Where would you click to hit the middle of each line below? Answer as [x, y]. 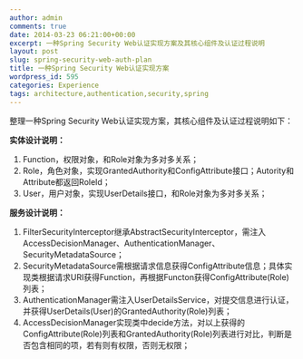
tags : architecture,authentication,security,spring [109, 93]
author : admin [36, 18]
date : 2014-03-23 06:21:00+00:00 [73, 34]
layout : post [34, 52]
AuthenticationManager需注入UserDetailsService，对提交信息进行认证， [158, 299]
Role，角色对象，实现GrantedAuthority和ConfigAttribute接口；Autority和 [158, 170]
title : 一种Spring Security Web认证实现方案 [89, 69]
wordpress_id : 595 [44, 77]
